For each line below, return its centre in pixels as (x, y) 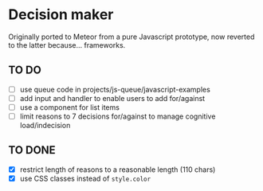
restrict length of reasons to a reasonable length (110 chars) (118, 170)
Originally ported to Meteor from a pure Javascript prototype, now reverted (131, 37)
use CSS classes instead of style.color (85, 178)
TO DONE (32, 150)
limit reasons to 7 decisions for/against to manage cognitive (118, 116)
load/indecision (45, 125)
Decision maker (61, 15)
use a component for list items (69, 107)
